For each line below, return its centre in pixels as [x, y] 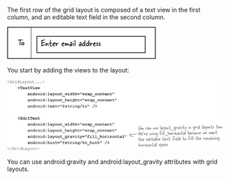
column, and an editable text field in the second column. [86, 17]
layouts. [18, 169]
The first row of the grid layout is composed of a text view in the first [104, 10]
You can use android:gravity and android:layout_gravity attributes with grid [112, 162]
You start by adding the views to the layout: [68, 70]
